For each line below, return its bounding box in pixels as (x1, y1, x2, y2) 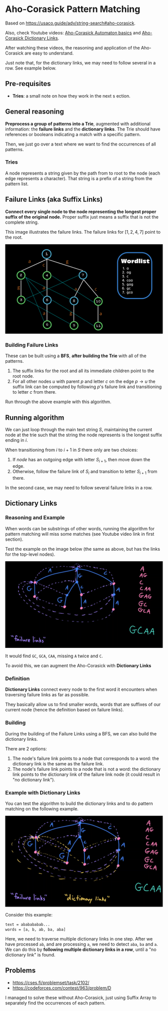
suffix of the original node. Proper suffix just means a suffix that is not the (5, 214, 159, 220)
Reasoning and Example (5, 514, 65, 521)
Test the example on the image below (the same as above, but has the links (5, 546, 160, 552)
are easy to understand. (24, 50, 74, 56)
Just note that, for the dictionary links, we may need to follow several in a (5, 60, 156, 66)
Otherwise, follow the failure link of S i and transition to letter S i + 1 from (12, 469, 157, 476)
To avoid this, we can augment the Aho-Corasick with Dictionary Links (5, 663, 151, 669)
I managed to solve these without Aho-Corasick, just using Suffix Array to (5, 994, 156, 1000)
